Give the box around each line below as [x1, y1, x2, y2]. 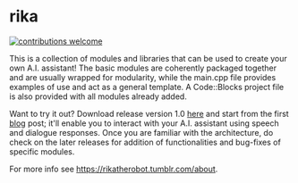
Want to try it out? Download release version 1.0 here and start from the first [9, 108, 289, 119]
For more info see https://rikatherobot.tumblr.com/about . [9, 163, 218, 174]
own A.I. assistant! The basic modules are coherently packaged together [9, 62, 277, 73]
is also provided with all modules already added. [9, 91, 188, 102]
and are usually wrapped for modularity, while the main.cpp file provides [9, 71, 277, 82]
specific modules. [9, 146, 75, 157]
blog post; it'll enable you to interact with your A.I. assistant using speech [9, 118, 279, 129]
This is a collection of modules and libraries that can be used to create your [9, 53, 288, 63]
